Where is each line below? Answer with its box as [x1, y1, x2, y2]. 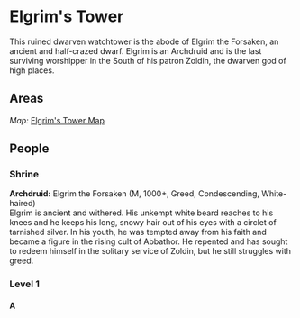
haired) [9, 198, 36, 209]
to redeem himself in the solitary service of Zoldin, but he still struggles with [9, 246, 291, 257]
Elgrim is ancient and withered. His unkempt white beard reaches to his [9, 207, 274, 218]
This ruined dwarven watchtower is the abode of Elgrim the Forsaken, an [9, 36, 279, 47]
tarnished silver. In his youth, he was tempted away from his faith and [9, 227, 268, 238]
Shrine [9, 168, 39, 181]
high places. [9, 65, 55, 76]
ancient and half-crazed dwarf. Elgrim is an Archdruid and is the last [9, 45, 262, 56]
